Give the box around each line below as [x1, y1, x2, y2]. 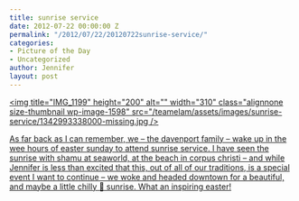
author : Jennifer [9, 64, 75, 73]
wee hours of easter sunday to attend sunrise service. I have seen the [9, 142, 269, 153]
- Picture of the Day [9, 47, 91, 56]
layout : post [9, 72, 59, 81]
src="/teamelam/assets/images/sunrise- [131, 105, 283, 117]
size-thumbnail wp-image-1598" [9, 105, 130, 117]
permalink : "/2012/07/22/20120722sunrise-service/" [9, 30, 208, 39]
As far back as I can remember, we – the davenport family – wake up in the [9, 132, 287, 144]
